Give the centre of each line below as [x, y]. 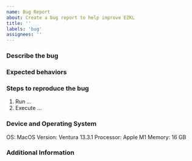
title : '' [19, 23]
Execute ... [28, 108]
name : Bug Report [28, 12]
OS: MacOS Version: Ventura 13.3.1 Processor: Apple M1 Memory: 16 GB [96, 137]
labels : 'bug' [24, 29]
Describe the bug [33, 56]
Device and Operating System [52, 124]
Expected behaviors [37, 72]
